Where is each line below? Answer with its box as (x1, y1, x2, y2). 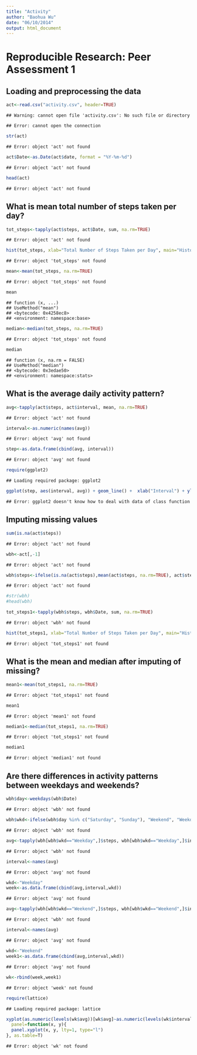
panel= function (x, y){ (11, 1021, 67, 1028)
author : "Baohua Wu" (6, 14, 57, 20)
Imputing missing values (6, 515, 98, 525)
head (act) (6, 175, 30, 181)
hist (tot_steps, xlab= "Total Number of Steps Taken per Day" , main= (6, 247, 177, 253)
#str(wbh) (6, 593, 30, 599)
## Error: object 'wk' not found (6, 1043, 88, 1049)
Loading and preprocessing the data (6, 86, 141, 96)
